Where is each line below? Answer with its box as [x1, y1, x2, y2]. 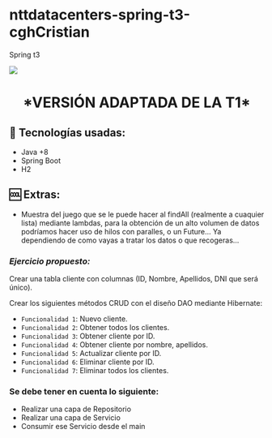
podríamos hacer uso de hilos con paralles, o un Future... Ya [20, 226, 222, 236]
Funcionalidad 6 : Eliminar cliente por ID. [20, 357, 155, 367]
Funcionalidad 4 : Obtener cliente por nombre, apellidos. [20, 340, 209, 350]
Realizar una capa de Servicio [20, 413, 121, 423]
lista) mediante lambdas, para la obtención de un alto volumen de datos [20, 217, 260, 228]
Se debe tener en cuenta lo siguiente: [9, 385, 159, 397]
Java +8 [20, 147, 49, 157]
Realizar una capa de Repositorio [20, 404, 132, 414]
